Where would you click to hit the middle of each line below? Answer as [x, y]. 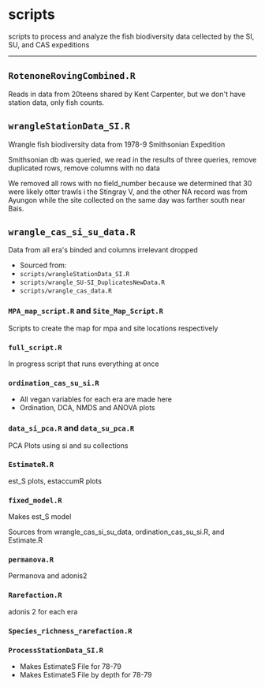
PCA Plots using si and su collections [68, 445]
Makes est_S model [40, 517]
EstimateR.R [31, 465]
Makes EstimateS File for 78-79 [71, 666]
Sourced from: [43, 265]
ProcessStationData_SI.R [56, 650]
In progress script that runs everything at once [84, 364]
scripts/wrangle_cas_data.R [65, 291]
